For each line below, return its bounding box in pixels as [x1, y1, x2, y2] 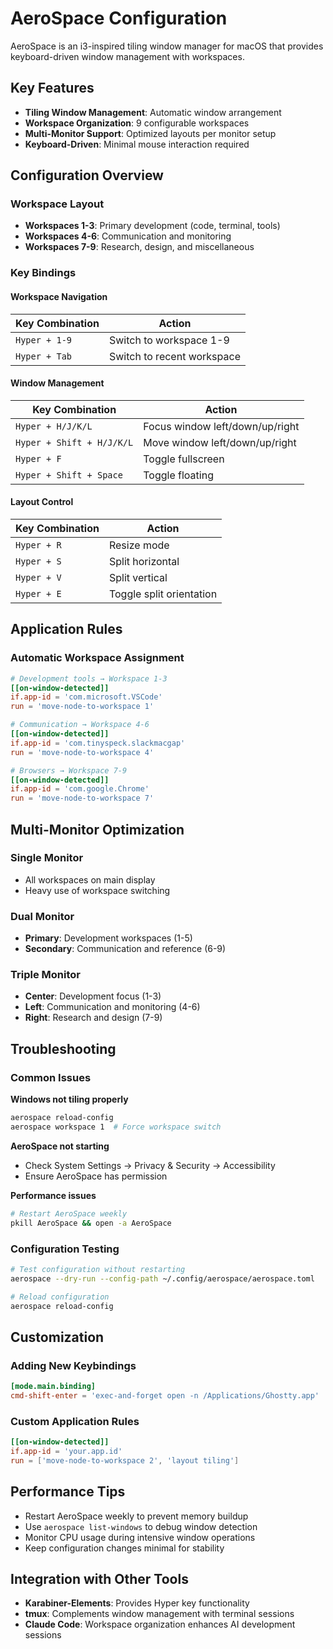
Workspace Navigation [10, 290, 108, 302]
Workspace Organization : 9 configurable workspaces [24, 117, 250, 129]
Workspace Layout [10, 197, 105, 211]
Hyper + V [15, 572, 62, 583]
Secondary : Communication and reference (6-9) [24, 943, 227, 955]
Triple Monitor [10, 968, 81, 982]
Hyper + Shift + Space [15, 469, 123, 481]
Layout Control [10, 496, 74, 508]
